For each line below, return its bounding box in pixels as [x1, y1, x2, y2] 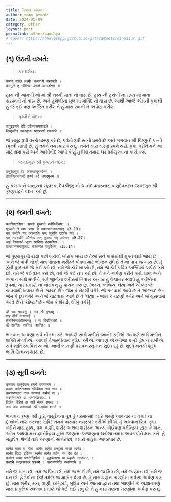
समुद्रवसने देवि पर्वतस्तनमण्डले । [6, 123, 53, 129]
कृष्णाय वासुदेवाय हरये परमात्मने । [6, 382, 56, 387]
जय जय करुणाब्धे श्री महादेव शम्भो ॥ [6, 404, 61, 410]
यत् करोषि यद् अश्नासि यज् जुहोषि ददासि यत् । [6, 231, 79, 236]
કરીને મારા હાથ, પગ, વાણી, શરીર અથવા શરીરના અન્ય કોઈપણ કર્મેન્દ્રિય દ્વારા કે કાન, [6, 424, 162, 431]
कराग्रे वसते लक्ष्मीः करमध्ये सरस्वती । [6, 79, 62, 84]
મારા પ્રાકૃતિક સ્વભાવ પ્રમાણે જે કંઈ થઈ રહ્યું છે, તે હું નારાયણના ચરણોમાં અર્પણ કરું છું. [6, 486, 162, 492]
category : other [6, 21, 40, 27]
